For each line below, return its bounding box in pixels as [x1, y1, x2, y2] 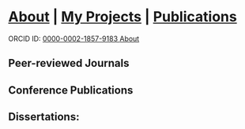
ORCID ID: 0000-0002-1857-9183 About [8, 34, 140, 43]
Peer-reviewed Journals [8, 57, 130, 70]
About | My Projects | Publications [8, 8, 237, 26]
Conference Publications [8, 83, 134, 97]
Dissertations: [8, 110, 80, 123]
